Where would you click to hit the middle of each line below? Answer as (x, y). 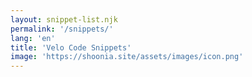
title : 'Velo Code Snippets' (71, 47)
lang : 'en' (33, 38)
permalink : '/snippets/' (62, 29)
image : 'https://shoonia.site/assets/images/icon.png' (127, 57)
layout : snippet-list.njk (64, 19)
